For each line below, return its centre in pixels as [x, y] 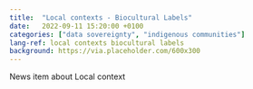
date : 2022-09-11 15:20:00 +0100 [77, 26]
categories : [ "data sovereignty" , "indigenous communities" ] [127, 34]
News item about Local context [68, 76]
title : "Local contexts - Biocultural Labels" [101, 18]
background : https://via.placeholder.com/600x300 [105, 51]
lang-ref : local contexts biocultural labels [97, 43]
